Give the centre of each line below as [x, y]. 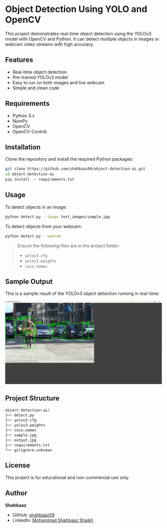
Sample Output [29, 281]
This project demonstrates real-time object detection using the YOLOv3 [78, 33]
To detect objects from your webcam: [43, 226]
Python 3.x [23, 115]
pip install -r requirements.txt [40, 180]
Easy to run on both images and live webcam [58, 82]
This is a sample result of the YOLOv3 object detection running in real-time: [83, 293]
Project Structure [32, 398]
